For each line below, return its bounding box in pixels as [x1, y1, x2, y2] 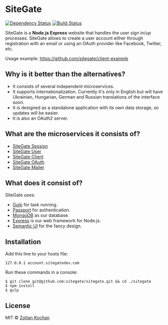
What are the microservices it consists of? [5, 130, 140, 138]
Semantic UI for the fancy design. [12, 223, 82, 229]
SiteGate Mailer [12, 164, 45, 170]
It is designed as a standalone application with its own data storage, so [12, 104, 159, 111]
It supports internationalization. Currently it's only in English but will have [12, 89, 163, 95]
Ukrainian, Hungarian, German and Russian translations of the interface [12, 94, 160, 100]
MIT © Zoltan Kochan [5, 314, 50, 320]
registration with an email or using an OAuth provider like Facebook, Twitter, [5, 40, 162, 46]
